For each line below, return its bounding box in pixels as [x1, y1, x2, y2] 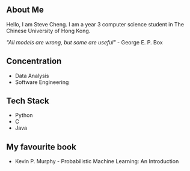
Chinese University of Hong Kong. [6, 27, 91, 34]
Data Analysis [14, 72, 49, 79]
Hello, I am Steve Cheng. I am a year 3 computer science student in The [6, 20, 185, 28]
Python [14, 112, 33, 119]
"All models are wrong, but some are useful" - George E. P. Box [6, 38, 164, 46]
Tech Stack [6, 96, 49, 106]
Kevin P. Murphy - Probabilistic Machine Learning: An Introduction [14, 158, 179, 165]
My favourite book [6, 142, 76, 152]
